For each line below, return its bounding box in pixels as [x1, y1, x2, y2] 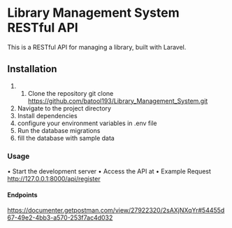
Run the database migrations [17, 126, 101, 134]
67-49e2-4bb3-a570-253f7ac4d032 [7, 213, 113, 222]
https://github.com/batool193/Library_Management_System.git [27, 97, 208, 105]
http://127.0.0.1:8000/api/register [7, 175, 101, 183]
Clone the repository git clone [27, 89, 114, 97]
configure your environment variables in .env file [17, 119, 157, 127]
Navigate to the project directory [17, 104, 112, 113]
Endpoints [7, 190, 38, 199]
